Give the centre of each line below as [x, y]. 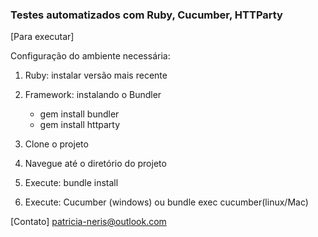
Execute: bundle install [71, 183]
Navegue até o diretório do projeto [95, 164]
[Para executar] [42, 37]
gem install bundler [79, 114]
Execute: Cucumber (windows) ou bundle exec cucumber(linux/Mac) [166, 202]
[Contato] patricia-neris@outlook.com [88, 222]
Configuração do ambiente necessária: [90, 56]
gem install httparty [80, 125]
